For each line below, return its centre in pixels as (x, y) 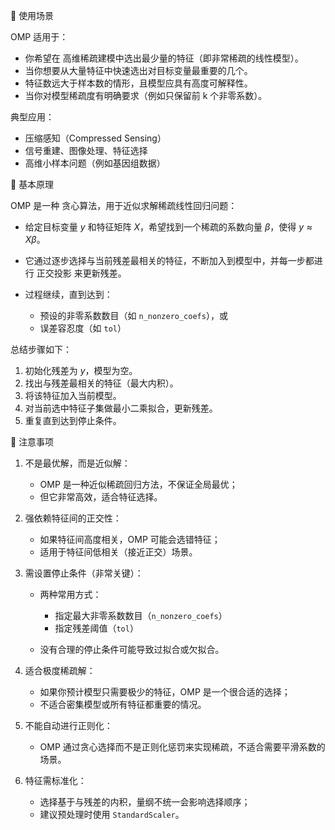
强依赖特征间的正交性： (73, 518)
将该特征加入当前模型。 (73, 395)
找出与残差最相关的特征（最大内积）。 (101, 383)
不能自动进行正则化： (68, 725)
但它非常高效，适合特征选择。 (101, 497)
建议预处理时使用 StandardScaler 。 (112, 814)
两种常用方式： (70, 594)
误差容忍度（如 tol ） (83, 328)
